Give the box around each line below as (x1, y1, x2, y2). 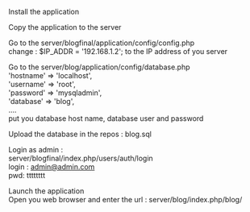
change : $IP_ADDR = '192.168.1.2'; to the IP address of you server (8, 47, 228, 56)
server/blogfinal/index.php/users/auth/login (8, 153, 153, 163)
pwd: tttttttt (8, 171, 46, 180)
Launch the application (8, 186, 85, 196)
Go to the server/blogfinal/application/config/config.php (8, 38, 195, 48)
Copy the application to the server (8, 23, 122, 31)
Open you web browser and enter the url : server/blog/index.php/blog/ (8, 195, 243, 204)
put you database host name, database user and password (8, 114, 204, 123)
